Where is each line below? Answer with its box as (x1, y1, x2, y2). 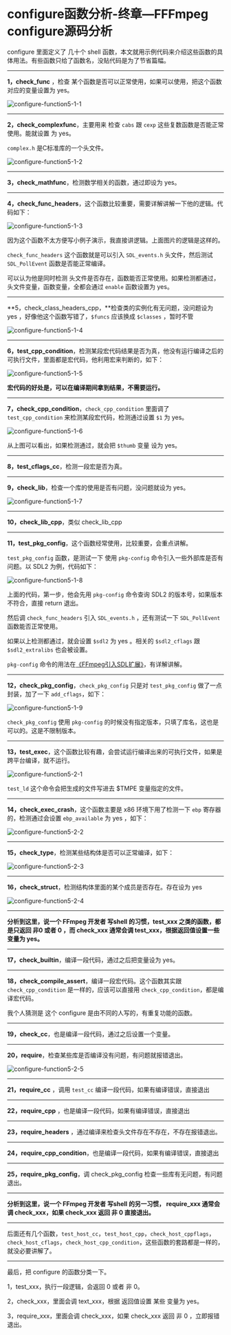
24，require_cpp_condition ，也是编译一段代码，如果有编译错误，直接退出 (7, 1149, 219, 1157)
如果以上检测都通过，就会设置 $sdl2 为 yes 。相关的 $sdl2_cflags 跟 (7, 636, 201, 645)
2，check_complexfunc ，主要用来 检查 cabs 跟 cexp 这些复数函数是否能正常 (7, 120, 224, 128)
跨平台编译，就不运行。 (7, 756, 74, 764)
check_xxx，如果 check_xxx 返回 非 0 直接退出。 (14, 1208, 155, 1216)
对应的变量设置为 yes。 (7, 86, 74, 94)
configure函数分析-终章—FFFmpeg (7, 6, 208, 22)
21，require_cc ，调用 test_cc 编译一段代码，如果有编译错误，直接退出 (7, 1085, 210, 1094)
